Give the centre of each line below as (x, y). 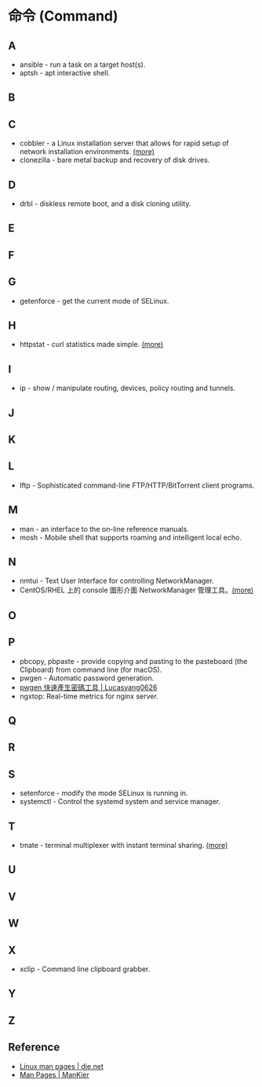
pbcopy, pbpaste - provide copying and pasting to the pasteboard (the (133, 661)
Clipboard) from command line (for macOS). (91, 669)
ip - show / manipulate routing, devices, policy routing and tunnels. (127, 388)
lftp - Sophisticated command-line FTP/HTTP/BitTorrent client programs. (137, 485)
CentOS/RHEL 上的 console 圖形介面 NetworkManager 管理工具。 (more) (136, 590)
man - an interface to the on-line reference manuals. (104, 529)
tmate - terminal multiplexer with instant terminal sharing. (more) (124, 846)
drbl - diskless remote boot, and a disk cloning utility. (105, 204)
